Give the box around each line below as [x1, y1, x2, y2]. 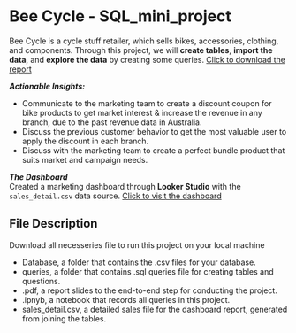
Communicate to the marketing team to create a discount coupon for [21, 97, 272, 108]
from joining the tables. [21, 313, 107, 324]
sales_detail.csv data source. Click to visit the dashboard [9, 190, 223, 201]
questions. [21, 275, 61, 286]
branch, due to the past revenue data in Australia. [21, 117, 202, 128]
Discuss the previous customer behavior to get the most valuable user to [21, 126, 287, 136]
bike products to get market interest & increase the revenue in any [21, 107, 262, 118]
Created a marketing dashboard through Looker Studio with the [9, 181, 241, 191]
